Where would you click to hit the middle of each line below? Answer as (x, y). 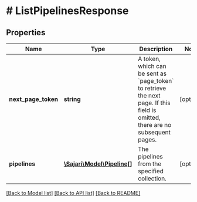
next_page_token (34, 99)
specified (151, 171)
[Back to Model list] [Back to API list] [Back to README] (73, 193)
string (72, 99)
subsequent (154, 132)
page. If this (154, 103)
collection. (152, 179)
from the (150, 164)
